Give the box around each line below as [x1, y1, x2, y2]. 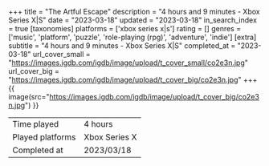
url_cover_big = [8, 67, 60, 75]
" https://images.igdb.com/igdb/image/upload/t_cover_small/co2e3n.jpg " [8, 58, 249, 67]
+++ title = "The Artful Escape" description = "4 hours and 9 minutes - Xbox [8, 7, 260, 16]
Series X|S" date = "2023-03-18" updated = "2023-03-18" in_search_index [8, 15, 257, 25]
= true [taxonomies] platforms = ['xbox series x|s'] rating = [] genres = [8, 24, 242, 33]
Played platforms [12, 132, 76, 143]
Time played [12, 119, 59, 129]
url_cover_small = [32, 50, 91, 59]
